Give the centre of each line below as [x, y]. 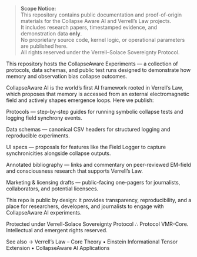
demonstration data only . [51, 34]
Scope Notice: [38, 9]
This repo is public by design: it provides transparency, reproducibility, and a [99, 200]
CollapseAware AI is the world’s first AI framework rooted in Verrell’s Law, [95, 88]
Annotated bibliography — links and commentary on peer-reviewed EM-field [98, 165]
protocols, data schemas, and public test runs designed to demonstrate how [98, 70]
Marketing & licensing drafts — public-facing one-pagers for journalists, [93, 182]
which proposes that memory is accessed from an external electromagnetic [98, 94]
